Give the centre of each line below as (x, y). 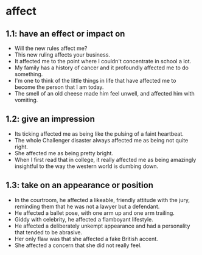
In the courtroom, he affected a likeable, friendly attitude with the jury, (102, 200)
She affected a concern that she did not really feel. (78, 245)
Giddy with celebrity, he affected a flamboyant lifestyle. (84, 219)
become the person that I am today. (59, 87)
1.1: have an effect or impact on (65, 34)
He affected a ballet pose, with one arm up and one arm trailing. (94, 213)
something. (29, 74)
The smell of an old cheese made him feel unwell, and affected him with (105, 93)
